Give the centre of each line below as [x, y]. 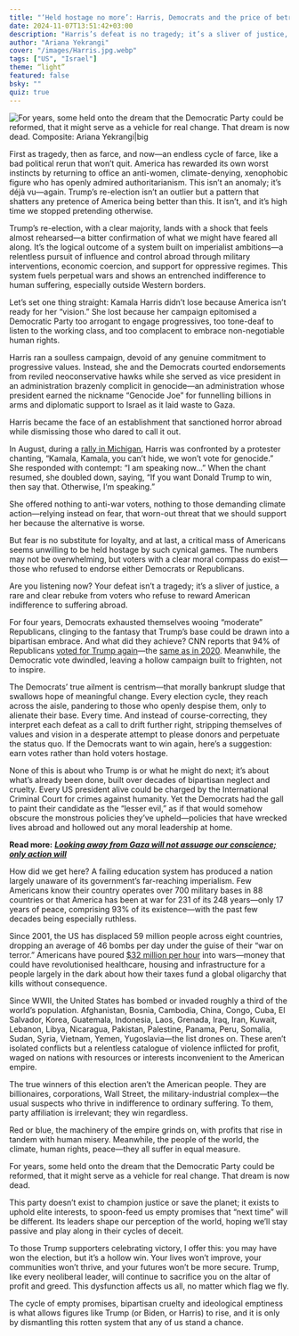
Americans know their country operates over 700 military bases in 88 [136, 890]
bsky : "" [25, 84]
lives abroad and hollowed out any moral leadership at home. [121, 827]
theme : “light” [37, 68]
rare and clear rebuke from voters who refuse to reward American [130, 595]
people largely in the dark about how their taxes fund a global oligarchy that [148, 974]
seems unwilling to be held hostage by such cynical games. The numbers [144, 549]
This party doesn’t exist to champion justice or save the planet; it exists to [144, 1202]
